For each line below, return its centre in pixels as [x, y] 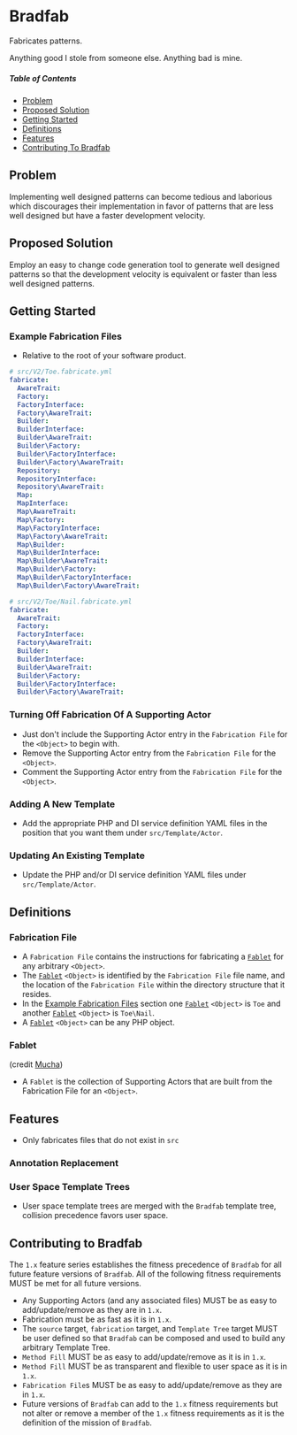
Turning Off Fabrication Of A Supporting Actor [110, 715]
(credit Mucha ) [36, 1064]
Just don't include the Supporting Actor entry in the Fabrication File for [155, 734]
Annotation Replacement [64, 1163]
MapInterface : [43, 503]
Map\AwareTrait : [47, 512]
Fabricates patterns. [46, 41]
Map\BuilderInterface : [59, 553]
